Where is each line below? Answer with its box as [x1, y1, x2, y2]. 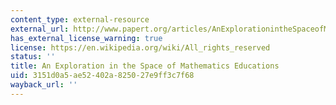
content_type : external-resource [10, 14, 150, 25]
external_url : [10, 24, 70, 34]
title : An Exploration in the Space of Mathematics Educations [10, 61, 280, 71]
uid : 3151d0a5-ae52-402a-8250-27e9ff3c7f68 [10, 71, 195, 81]
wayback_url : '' [10, 80, 78, 90]
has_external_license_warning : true [10, 33, 163, 43]
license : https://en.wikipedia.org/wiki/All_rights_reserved [10, 42, 271, 53]
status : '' [10, 52, 56, 62]
